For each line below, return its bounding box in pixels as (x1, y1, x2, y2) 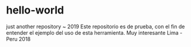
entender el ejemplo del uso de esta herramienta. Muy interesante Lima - (6, 29, 183, 36)
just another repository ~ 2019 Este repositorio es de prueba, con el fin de (6, 23, 185, 30)
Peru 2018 (6, 35, 31, 42)
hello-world (6, 4, 65, 17)
